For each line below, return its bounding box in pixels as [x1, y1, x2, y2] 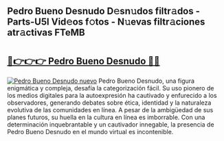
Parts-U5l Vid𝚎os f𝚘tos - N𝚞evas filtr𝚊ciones [7, 16, 205, 28]
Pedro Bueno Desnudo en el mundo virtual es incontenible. [7, 128, 174, 136]
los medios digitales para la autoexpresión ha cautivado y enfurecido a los [7, 92, 218, 99]
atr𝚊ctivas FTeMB [7, 27, 85, 38]
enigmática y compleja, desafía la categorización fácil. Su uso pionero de [7, 84, 214, 92]
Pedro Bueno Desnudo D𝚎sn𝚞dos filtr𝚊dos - [7, 5, 201, 17]
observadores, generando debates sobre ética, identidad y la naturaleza [7, 99, 212, 107]
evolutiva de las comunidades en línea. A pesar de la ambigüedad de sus [7, 106, 214, 114]
